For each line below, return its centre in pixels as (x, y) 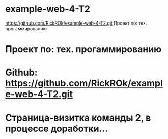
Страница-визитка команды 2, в (78, 118)
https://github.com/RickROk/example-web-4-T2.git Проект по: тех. (76, 23)
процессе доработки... (57, 129)
